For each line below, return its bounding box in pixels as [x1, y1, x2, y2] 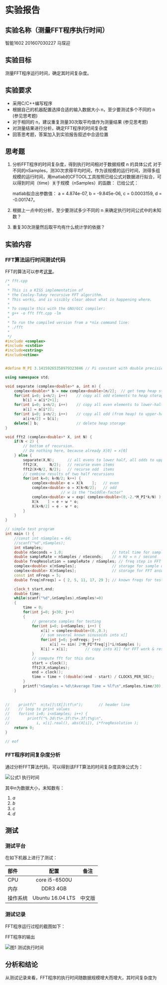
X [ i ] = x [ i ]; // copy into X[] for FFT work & [40, 647, 155, 652]
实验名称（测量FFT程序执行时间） [5, 26, 109, 34]
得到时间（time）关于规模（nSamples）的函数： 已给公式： [16, 180, 139, 186]
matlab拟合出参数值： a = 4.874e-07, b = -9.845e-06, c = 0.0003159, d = [12, 191, 162, 197]
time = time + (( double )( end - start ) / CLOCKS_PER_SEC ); [31, 675, 155, 680]
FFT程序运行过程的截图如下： [5, 923, 66, 929]
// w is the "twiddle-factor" [60, 490, 123, 495]
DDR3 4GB [41, 885, 67, 892]
